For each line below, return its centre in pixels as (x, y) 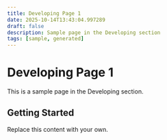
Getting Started (41, 113)
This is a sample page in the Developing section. (75, 92)
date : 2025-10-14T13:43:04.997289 (56, 20)
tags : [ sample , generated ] (46, 39)
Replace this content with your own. (57, 129)
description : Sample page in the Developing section (84, 32)
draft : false (26, 26)
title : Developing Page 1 (44, 13)
